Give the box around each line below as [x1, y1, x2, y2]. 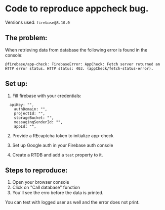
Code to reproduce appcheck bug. [5, 3, 149, 14]
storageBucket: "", [14, 115, 54, 120]
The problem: [5, 34, 48, 42]
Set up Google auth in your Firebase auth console [12, 142, 114, 148]
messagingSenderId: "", [14, 119, 63, 124]
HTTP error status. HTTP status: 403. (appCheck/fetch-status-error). [5, 66, 154, 71]
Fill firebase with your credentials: [12, 93, 82, 99]
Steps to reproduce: [5, 166, 68, 174]
